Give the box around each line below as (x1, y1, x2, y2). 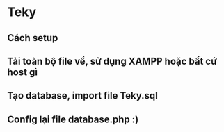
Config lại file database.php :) (7, 113, 139, 125)
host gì (7, 66, 38, 78)
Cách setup (7, 32, 58, 44)
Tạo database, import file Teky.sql (7, 90, 158, 101)
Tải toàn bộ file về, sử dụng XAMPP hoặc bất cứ (7, 55, 218, 67)
